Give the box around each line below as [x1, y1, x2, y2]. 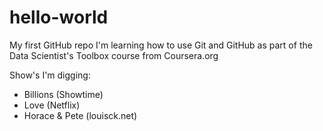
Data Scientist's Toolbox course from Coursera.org [9, 49, 219, 61]
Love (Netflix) [23, 99, 81, 111]
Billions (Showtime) [23, 88, 104, 100]
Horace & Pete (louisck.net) [23, 109, 138, 121]
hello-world [9, 6, 109, 29]
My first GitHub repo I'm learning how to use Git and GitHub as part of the [9, 39, 313, 51]
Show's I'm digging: [9, 69, 91, 81]
